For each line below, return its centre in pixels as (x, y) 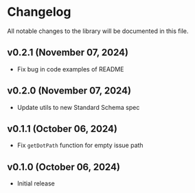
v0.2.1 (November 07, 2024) (68, 53)
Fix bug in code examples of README (70, 69)
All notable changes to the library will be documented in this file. (98, 31)
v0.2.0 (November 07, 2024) (69, 91)
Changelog (39, 12)
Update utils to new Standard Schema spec (78, 107)
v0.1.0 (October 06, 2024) (64, 167)
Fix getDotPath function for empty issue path (80, 146)
